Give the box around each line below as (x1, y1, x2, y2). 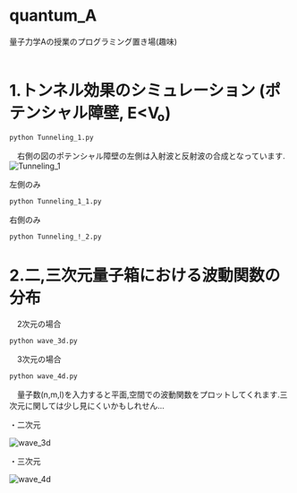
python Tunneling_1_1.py (9, 196, 102, 206)
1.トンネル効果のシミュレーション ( (9, 81, 266, 101)
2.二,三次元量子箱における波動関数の (9, 265, 281, 285)
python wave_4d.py (9, 372, 78, 381)
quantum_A (9, 5, 98, 26)
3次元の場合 (16, 354, 62, 365)
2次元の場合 (16, 319, 62, 330)
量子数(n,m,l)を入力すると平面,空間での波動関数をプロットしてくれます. (16, 389, 280, 400)
